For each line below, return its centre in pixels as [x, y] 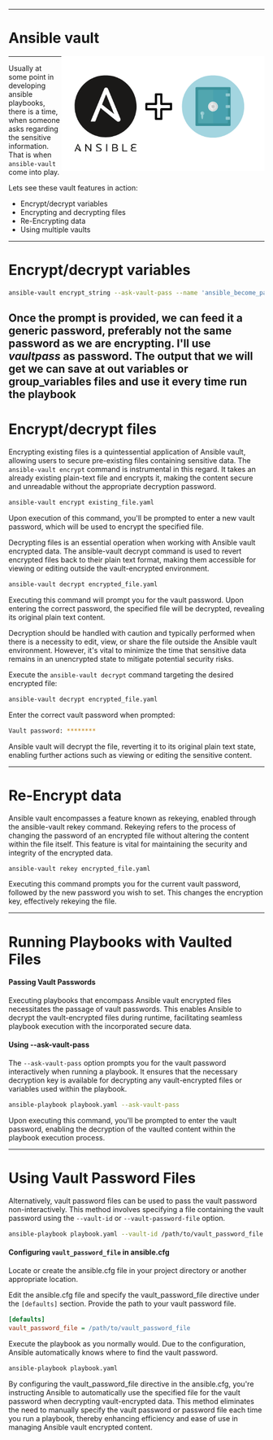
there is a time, [33, 112]
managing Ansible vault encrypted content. [80, 1427]
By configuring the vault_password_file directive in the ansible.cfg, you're [131, 1384]
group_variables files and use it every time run [128, 382]
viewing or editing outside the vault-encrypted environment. [109, 568]
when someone [35, 120]
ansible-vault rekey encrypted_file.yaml [80, 869]
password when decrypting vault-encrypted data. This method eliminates [131, 1401]
